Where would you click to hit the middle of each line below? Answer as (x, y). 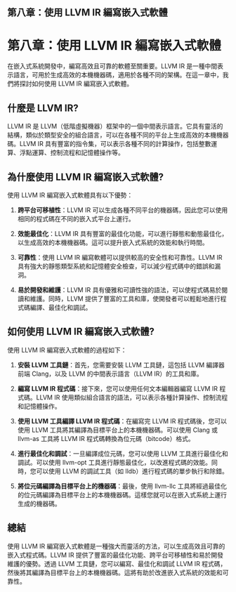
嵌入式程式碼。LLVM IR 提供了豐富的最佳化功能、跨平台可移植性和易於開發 (115, 555)
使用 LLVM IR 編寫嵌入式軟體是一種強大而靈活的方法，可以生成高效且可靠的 (116, 546)
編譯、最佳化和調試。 (61, 307)
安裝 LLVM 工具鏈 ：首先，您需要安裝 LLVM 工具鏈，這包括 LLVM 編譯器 (121, 364)
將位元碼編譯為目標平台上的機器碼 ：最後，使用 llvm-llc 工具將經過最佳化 (122, 486)
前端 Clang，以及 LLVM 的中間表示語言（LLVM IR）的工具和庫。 (110, 374)
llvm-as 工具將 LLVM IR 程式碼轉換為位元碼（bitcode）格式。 (106, 438)
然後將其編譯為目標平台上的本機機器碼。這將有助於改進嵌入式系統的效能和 (115, 572)
